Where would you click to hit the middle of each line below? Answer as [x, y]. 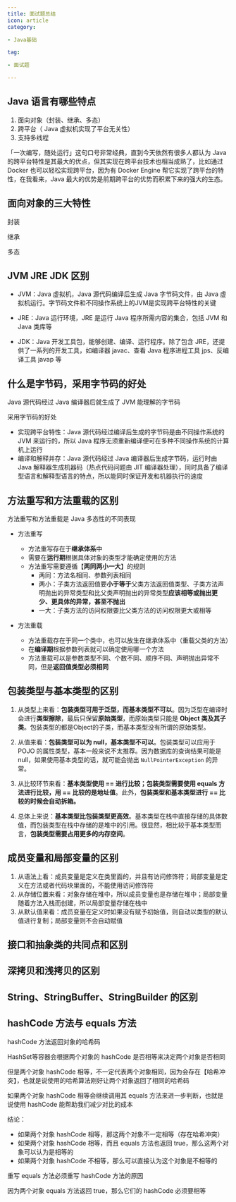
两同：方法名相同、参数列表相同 [85, 575]
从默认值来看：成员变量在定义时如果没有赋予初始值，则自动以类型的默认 [122, 912]
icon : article [28, 20]
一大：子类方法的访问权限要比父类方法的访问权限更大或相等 [125, 611]
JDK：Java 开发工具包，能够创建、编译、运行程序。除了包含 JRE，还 [118, 342]
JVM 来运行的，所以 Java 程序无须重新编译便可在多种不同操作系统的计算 [123, 441]
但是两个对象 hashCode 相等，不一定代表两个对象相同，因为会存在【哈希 [113, 1072]
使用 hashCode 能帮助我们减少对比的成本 [73, 1104]
